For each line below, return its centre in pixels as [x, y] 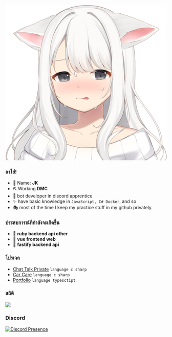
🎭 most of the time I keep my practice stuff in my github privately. [82, 208]
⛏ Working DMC [30, 189]
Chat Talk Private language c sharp [50, 269]
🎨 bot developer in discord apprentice [52, 196]
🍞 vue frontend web [34, 239]
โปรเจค [13, 258]
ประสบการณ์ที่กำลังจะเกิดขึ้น [33, 223]
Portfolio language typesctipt [44, 280]
